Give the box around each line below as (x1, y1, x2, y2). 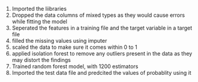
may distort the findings (11, 57, 71, 63)
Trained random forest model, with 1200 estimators (11, 63, 139, 70)
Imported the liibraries (11, 5, 67, 12)
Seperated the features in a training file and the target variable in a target (11, 24, 193, 31)
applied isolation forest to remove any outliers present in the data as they (11, 50, 193, 57)
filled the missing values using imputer (11, 37, 107, 44)
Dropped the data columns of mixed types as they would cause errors (11, 11, 185, 19)
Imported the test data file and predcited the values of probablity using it (11, 69, 191, 76)
